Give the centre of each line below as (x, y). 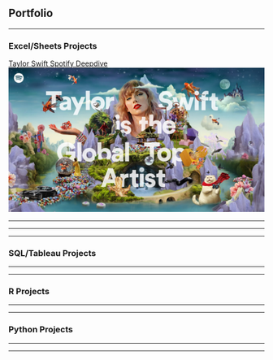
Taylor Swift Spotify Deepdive (58, 63)
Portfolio (31, 13)
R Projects (29, 291)
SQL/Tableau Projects (52, 253)
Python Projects (41, 330)
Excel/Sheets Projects (53, 46)
